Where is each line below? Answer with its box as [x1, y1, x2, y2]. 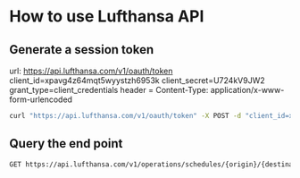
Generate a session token [9, 42, 154, 57]
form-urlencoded [9, 94, 73, 105]
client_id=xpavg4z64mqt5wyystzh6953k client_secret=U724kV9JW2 [9, 75, 265, 86]
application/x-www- [210, 85, 285, 95]
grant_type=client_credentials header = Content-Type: [9, 85, 209, 95]
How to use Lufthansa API [9, 6, 204, 27]
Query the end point [9, 136, 123, 151]
